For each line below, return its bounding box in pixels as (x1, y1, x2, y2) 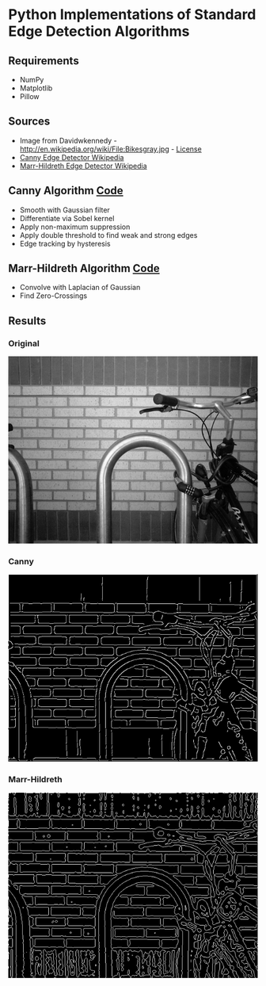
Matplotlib (19, 83, 53, 93)
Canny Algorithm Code (8, 184, 124, 197)
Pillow (19, 92, 40, 101)
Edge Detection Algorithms (8, 22, 190, 40)
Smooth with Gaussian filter (19, 204, 111, 215)
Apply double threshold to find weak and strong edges (19, 230, 198, 239)
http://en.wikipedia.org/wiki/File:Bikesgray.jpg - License (19, 144, 202, 154)
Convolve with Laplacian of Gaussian (19, 283, 141, 292)
